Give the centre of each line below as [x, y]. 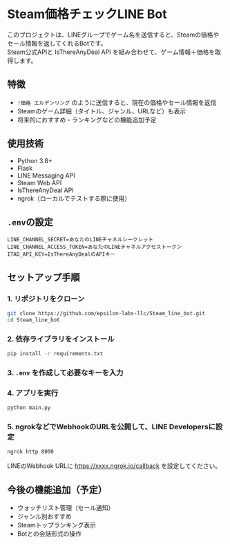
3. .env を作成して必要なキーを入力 [65, 373]
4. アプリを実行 [33, 393]
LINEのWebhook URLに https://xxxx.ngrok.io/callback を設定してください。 [114, 466]
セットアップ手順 [44, 277]
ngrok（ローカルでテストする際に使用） [74, 198]
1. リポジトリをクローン [46, 299]
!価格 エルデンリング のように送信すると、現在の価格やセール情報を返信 [117, 102]
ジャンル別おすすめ [45, 516]
